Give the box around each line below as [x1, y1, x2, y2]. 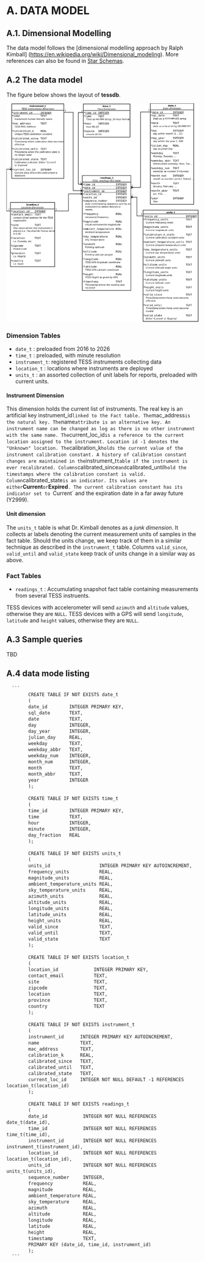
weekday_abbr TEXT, [28, 746, 84, 752]
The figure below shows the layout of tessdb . [6, 91, 121, 98]
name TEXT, [28, 1040, 95, 1046]
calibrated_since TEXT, [28, 1058, 95, 1064]
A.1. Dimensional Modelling [6, 28, 112, 39]
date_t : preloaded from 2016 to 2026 [15, 345, 110, 353]
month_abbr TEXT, [28, 771, 84, 777]
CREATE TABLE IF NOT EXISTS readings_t [28, 1101, 130, 1107]
